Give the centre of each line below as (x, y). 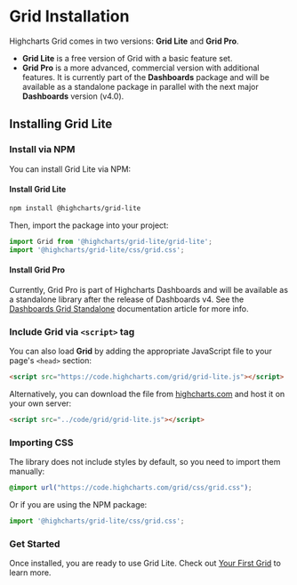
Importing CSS (41, 443)
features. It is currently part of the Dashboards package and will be (145, 77)
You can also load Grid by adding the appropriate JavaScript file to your (141, 351)
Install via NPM (42, 150)
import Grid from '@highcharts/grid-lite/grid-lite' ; (111, 241)
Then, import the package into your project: (89, 225)
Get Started (35, 543)
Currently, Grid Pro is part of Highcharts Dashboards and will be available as (149, 289)
